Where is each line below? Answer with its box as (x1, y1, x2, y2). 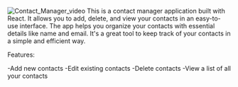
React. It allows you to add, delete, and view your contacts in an (7, 14, 194, 23)
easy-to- (195, 14, 222, 23)
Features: (7, 50, 36, 59)
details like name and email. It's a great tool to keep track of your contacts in (7, 29, 231, 37)
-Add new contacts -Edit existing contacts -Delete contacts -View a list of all (7, 64, 232, 72)
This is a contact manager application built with (87, 7, 225, 15)
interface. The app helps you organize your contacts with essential (19, 22, 215, 30)
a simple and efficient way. (7, 37, 86, 45)
